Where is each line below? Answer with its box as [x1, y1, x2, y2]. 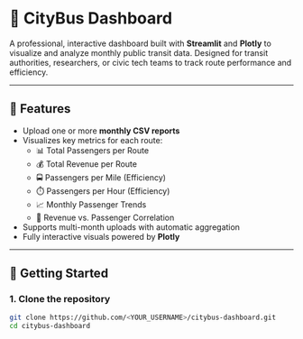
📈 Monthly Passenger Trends [35, 198, 147, 210]
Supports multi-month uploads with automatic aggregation [22, 221, 241, 233]
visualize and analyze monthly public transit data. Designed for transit [9, 47, 269, 58]
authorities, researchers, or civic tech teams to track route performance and [9, 57, 292, 68]
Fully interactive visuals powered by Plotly [22, 231, 180, 242]
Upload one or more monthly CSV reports [22, 125, 180, 136]
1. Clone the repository [9, 293, 111, 306]
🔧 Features [9, 101, 71, 116]
